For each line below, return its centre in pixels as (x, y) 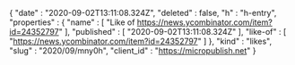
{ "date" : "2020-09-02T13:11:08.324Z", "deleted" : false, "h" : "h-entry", (143, 13)
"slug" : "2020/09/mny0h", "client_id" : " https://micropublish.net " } (133, 51)
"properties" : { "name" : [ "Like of (72, 22)
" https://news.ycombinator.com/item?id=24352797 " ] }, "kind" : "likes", (140, 41)
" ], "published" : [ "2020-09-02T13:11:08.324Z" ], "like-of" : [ (173, 32)
